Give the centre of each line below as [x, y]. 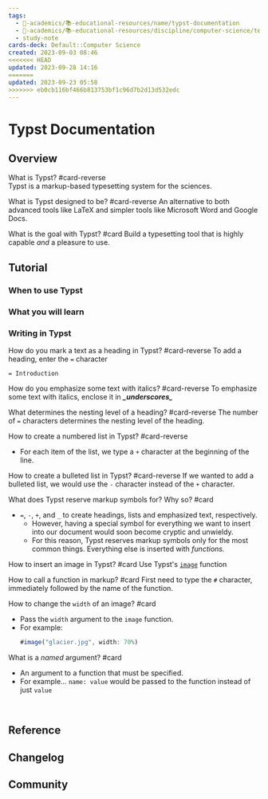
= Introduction [33, 373]
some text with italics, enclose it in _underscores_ [91, 396]
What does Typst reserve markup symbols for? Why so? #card [111, 499]
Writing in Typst [40, 333]
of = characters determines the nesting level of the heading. [106, 420]
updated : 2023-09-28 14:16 [53, 68]
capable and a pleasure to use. [59, 242]
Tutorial [28, 268]
